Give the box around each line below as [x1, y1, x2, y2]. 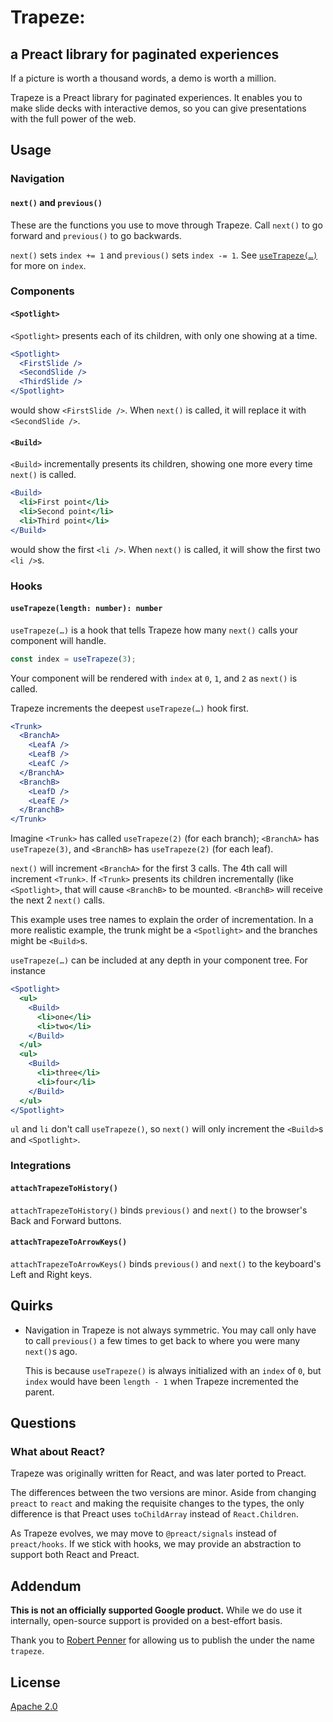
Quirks [10, 1297, 53, 1315]
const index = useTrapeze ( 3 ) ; [10, 654, 137, 664]
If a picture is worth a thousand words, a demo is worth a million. [10, 72, 277, 84]
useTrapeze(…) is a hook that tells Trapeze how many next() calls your [10, 624, 299, 636]
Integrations [10, 1159, 72, 1173]
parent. [24, 1386, 55, 1398]
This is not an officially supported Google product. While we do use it [10, 1604, 302, 1616]
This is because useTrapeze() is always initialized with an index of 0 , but [24, 1364, 322, 1376]
